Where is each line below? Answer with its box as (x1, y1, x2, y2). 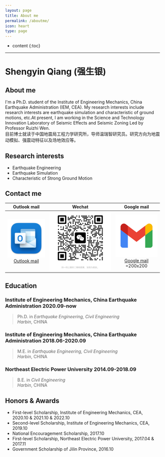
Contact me (5, 189, 42, 198)
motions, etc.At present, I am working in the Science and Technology (5, 115, 145, 121)
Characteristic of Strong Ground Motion (12, 175, 92, 181)
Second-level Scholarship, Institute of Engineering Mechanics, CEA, (12, 420, 150, 426)
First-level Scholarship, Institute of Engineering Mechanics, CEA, (12, 410, 143, 416)
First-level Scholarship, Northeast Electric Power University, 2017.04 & (12, 436, 154, 442)
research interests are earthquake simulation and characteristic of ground (5, 110, 154, 116)
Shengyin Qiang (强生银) (5, 66, 107, 77)
